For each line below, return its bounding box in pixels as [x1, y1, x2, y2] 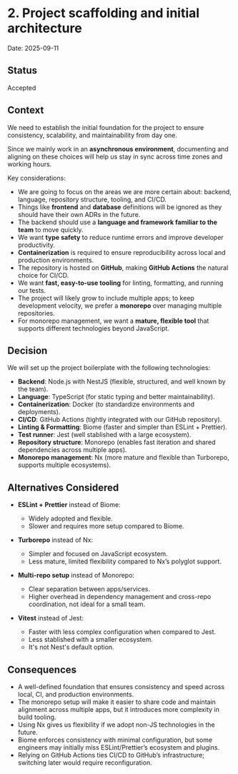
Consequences [7, 663, 77, 675]
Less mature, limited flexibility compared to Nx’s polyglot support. [28, 557, 222, 566]
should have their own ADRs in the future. [17, 210, 141, 218]
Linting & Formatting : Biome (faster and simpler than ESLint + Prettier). [17, 423, 227, 431]
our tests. [17, 286, 46, 294]
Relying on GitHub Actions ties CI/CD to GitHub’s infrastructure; [17, 751, 205, 759]
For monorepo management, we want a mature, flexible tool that [17, 316, 209, 325]
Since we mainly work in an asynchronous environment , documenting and [7, 144, 229, 153]
